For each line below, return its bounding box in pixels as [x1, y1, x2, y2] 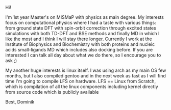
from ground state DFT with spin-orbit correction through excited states [5, 25, 157, 31]
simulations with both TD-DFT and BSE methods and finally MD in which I [5, 31, 160, 36]
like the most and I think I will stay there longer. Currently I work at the [5, 36, 152, 42]
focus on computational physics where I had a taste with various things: [5, 20, 157, 25]
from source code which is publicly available [5, 89, 99, 95]
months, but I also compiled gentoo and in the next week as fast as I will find [5, 73, 166, 78]
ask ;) [5, 58, 17, 63]
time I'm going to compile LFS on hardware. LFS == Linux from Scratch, [5, 78, 156, 84]
